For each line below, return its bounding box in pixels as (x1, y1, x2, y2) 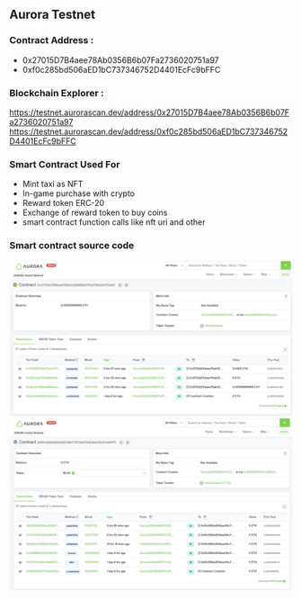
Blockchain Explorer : (9, 86, 105, 99)
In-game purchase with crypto (22, 188, 136, 199)
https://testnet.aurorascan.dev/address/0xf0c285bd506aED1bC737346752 (9, 126, 288, 137)
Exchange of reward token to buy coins (22, 207, 168, 219)
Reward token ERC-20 (22, 198, 105, 209)
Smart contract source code (9, 239, 135, 252)
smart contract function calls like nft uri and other (22, 217, 206, 228)
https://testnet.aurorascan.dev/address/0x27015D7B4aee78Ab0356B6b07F (9, 107, 290, 118)
